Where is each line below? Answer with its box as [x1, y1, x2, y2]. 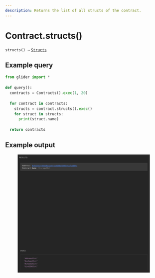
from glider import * [5, 75, 50, 80]
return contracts [9, 127, 46, 132]
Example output [5, 141, 56, 149]
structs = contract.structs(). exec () [14, 106, 93, 111]
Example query [5, 61, 53, 69]
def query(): [5, 85, 32, 91]
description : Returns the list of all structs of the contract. [5, 8, 142, 13]
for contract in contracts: [9, 101, 68, 106]
